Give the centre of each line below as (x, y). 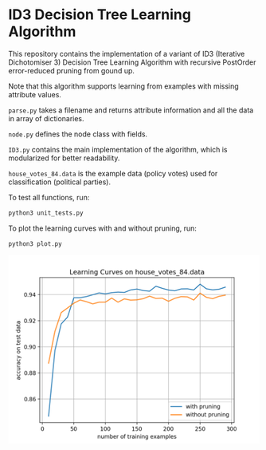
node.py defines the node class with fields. (78, 134)
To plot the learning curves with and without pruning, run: (103, 228)
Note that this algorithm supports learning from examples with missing (123, 86)
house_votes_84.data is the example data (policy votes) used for (113, 173)
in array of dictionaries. (47, 118)
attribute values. (35, 94)
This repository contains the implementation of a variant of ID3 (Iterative (127, 53)
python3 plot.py (35, 244)
